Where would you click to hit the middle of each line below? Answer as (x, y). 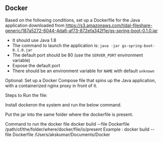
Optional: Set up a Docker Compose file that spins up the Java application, (81, 80)
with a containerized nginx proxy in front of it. (51, 86)
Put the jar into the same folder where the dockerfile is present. (69, 114)
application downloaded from (35, 25)
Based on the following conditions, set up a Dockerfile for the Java (73, 20)
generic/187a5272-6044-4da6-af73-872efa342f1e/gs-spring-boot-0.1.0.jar (81, 30)
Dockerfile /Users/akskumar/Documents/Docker (61, 134)
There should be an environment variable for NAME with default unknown (83, 71)
